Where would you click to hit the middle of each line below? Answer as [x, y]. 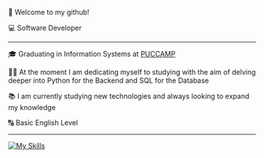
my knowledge [32, 107]
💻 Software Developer [45, 28]
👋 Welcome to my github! [49, 12]
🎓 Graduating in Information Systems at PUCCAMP [92, 54]
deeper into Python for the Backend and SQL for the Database [109, 80]
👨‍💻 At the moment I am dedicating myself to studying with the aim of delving [132, 72]
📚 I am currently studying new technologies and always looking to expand [129, 96]
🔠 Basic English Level [43, 123]
